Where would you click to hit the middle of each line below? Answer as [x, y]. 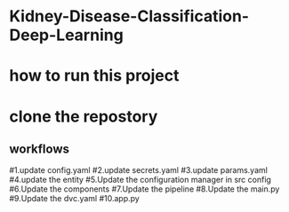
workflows [39, 149]
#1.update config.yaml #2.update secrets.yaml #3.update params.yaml [139, 170]
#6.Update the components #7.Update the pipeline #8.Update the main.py [144, 189]
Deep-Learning [67, 35]
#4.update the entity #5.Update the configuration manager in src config [140, 180]
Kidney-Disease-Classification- [129, 16]
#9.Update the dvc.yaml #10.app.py [74, 199]
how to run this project [94, 76]
